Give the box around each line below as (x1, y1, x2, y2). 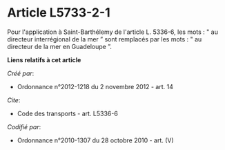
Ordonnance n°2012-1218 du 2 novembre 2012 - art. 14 (17, 82, 174, 91)
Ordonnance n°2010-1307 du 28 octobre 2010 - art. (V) (17, 136, 174, 144)
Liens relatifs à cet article (7, 55, 81, 64)
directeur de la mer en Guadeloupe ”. (7, 42, 112, 50)
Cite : (7, 95, 21, 104)
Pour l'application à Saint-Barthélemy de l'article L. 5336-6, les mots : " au (7, 28, 219, 36)
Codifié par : (7, 122, 41, 131)
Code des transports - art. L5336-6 (17, 109, 119, 118)
